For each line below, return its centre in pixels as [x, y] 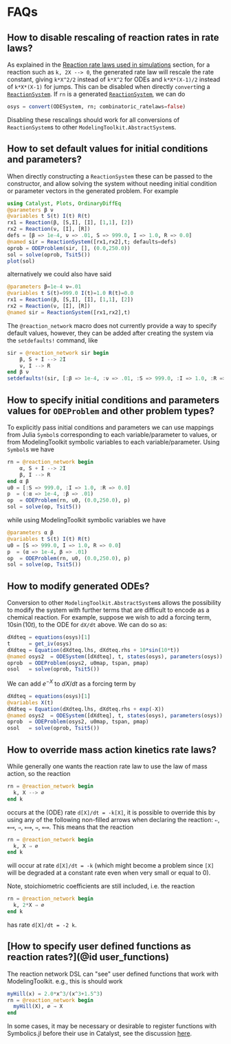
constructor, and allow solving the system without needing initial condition [112, 183]
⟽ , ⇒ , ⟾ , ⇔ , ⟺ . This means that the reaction [70, 827]
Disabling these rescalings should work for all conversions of [93, 120]
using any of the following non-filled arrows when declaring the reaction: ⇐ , [113, 819]
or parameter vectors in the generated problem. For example [93, 191]
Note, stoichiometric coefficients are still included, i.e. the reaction [101, 886]
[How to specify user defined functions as [99, 946]
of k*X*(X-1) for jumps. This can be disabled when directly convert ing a [109, 86]
